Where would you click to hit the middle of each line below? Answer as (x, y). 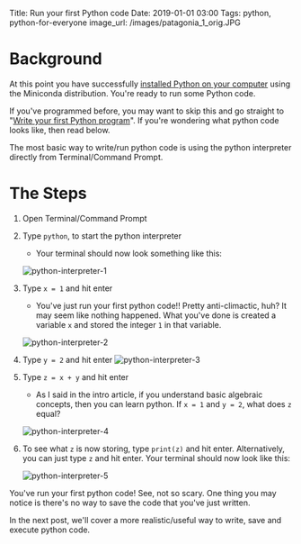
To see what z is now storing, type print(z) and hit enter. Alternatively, (154, 449)
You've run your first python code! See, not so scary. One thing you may (143, 493)
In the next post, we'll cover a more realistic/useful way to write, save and (146, 520)
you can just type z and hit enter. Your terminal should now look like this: (156, 458)
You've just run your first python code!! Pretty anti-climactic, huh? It (161, 305)
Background (56, 59)
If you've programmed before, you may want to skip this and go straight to (147, 111)
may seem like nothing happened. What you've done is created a (156, 315)
